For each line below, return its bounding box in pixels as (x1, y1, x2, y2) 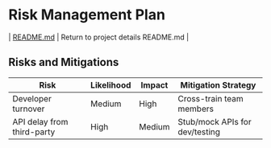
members (177, 103, 214, 114)
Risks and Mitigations (8, 55, 119, 69)
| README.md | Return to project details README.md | (8, 32, 190, 42)
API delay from (12, 116, 69, 127)
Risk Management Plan (8, 6, 165, 24)
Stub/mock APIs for (177, 116, 252, 127)
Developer (12, 92, 52, 104)
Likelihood (90, 79, 131, 90)
